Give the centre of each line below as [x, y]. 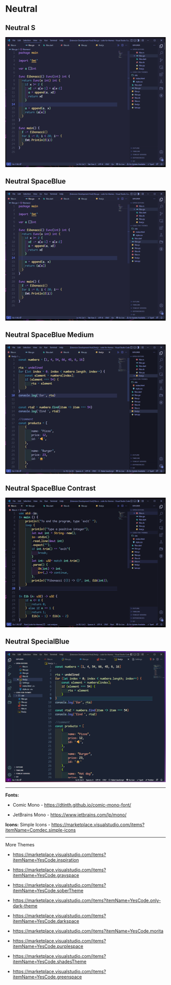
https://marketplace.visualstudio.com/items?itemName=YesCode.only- [87, 900]
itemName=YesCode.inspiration [46, 860]
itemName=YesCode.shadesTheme [49, 962]
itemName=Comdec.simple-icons [41, 830]
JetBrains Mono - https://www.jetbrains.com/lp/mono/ [69, 815]
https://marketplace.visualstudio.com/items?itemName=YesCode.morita [88, 931]
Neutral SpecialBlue [37, 642]
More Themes [20, 844]
